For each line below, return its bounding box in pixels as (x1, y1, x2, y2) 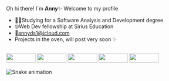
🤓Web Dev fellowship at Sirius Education (14, 23, 114, 30)
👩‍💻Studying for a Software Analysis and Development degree (14, 17, 164, 23)
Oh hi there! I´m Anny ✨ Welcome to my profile (6, 5, 119, 12)
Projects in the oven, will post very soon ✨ (14, 36, 117, 43)
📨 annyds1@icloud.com (14, 29, 70, 36)
